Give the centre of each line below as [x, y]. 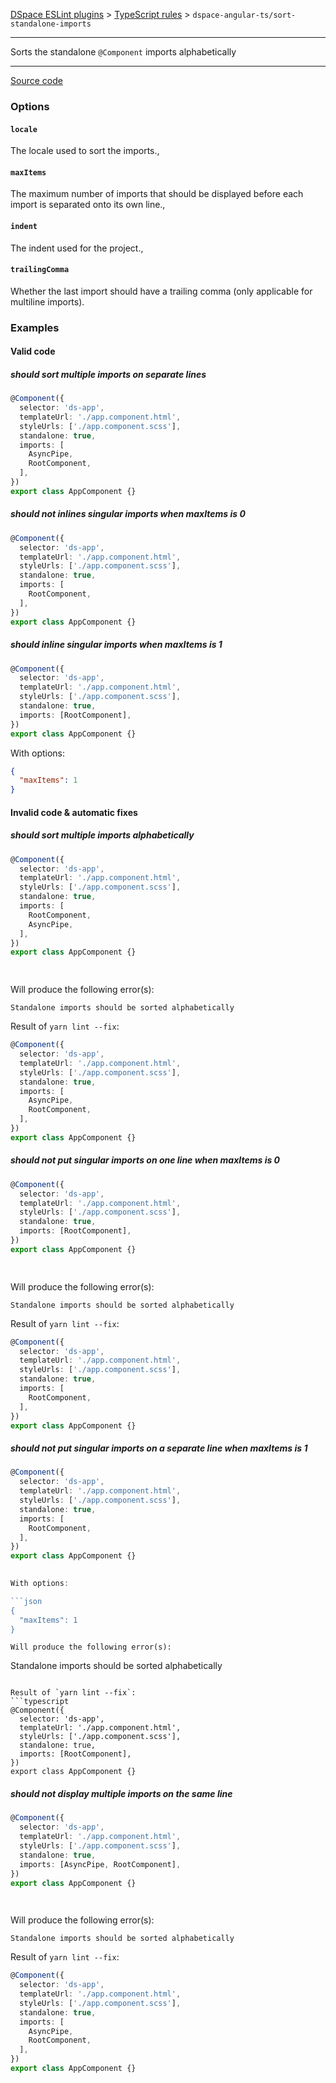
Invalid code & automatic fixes [74, 812]
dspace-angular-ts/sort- [244, 15]
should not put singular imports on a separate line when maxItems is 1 [159, 1448]
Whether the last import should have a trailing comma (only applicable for [161, 291]
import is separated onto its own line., [88, 205]
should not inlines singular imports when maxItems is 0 [128, 514]
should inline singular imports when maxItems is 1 [116, 645]
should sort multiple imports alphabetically [102, 835]
